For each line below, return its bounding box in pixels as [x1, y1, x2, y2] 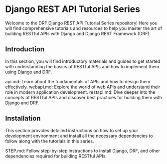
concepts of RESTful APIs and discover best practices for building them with [5, 94, 163, 100]
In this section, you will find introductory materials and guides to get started [5, 58, 161, 64]
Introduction [5, 45, 45, 53]
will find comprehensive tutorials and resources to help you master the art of [5, 25, 163, 31]
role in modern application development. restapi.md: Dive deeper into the [5, 89, 156, 95]
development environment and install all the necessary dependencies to [5, 133, 153, 139]
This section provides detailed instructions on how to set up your [5, 127, 139, 133]
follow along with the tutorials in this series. [5, 138, 94, 144]
